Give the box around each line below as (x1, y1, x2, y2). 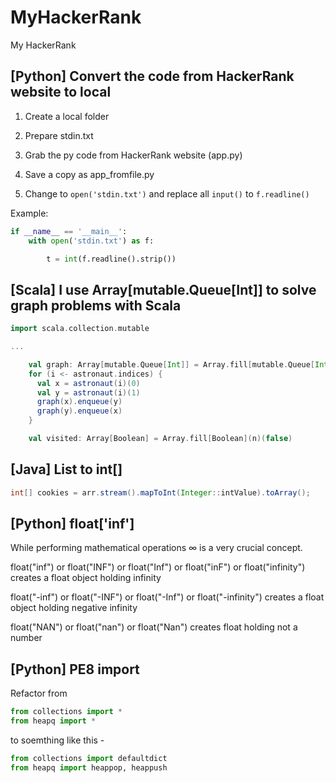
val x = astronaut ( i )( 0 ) (36, 378, 141, 388)
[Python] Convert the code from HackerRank (10, 68, 295, 85)
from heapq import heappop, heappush (10, 762, 168, 773)
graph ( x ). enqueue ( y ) (36, 397, 123, 407)
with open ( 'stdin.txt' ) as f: (28, 236, 155, 246)
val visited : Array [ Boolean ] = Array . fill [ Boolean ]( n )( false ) (28, 434, 293, 444)
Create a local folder (24, 110, 110, 122)
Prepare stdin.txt (24, 129, 94, 141)
